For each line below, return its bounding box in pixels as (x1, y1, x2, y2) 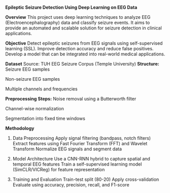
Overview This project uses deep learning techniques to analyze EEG (5, 14, 151, 20)
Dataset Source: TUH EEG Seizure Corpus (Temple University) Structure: (5, 61, 159, 67)
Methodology (5, 125, 35, 131)
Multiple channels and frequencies (5, 86, 78, 92)
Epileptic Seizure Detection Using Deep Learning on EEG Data (5, 5, 138, 10)
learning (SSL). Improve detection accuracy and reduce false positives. (5, 46, 154, 51)
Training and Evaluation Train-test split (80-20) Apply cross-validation (12, 176, 159, 182)
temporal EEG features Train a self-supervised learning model (12, 161, 142, 167)
